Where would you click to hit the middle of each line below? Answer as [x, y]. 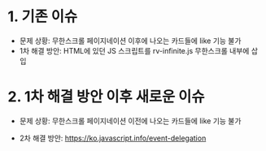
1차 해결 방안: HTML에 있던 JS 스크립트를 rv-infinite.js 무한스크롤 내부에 [134, 50]
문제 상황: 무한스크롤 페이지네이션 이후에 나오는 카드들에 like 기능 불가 [130, 41]
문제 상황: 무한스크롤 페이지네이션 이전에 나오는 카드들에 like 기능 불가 [130, 121]
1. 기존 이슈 [43, 17]
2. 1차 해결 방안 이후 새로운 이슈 [106, 97]
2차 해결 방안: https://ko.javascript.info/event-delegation [113, 138]
